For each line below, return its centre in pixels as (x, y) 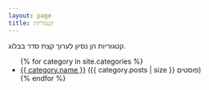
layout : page (30, 16)
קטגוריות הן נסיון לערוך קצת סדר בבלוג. (67, 45)
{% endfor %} (43, 78)
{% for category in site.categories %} (82, 61)
